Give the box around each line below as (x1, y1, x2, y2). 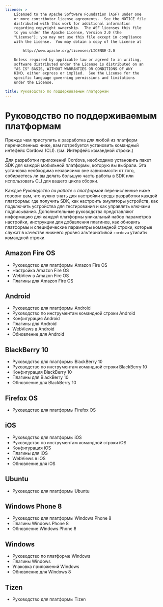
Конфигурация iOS (12, 445, 52, 451)
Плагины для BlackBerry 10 (12, 374, 69, 380)
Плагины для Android (12, 321, 57, 327)
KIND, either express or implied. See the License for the (14, 71, 139, 76)
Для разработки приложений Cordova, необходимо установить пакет (5, 157, 151, 163)
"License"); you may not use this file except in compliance (14, 35, 141, 40)
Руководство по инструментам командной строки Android (12, 310, 136, 316)
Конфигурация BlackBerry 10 (12, 369, 72, 375)
